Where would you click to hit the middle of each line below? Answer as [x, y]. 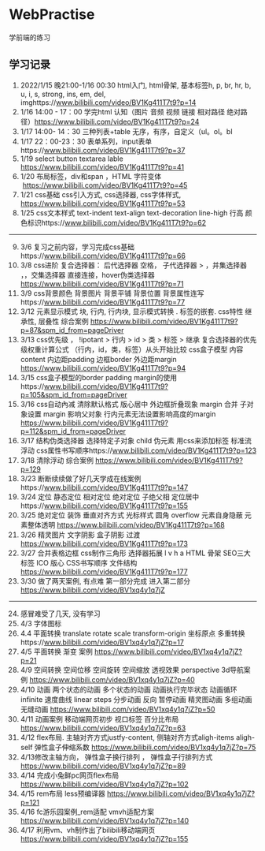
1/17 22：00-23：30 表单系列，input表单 [86, 141]
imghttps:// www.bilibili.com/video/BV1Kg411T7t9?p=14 [108, 102]
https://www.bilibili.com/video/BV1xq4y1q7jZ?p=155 [104, 838]
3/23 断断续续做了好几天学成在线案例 [81, 478]
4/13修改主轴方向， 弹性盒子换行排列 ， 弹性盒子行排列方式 [116, 757]
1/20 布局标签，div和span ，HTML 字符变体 [91, 176]
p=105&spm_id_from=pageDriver [74, 394]
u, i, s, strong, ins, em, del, [63, 94]
